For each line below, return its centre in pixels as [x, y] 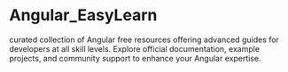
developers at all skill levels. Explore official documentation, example [134, 48]
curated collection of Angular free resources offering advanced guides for [144, 40]
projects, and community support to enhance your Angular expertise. [135, 58]
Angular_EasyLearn [83, 15]
